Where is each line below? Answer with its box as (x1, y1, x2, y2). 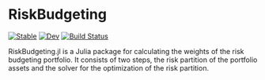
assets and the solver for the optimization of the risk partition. (8, 63, 210, 72)
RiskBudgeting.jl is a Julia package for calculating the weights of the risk (8, 46, 244, 56)
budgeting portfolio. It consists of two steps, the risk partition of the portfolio (8, 55, 258, 64)
